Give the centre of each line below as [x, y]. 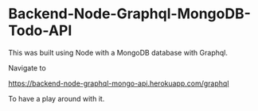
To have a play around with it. [57, 98]
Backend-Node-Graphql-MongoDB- [129, 14]
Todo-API [40, 31]
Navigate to [27, 67]
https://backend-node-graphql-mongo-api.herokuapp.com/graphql [119, 83]
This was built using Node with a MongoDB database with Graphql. [118, 52]
